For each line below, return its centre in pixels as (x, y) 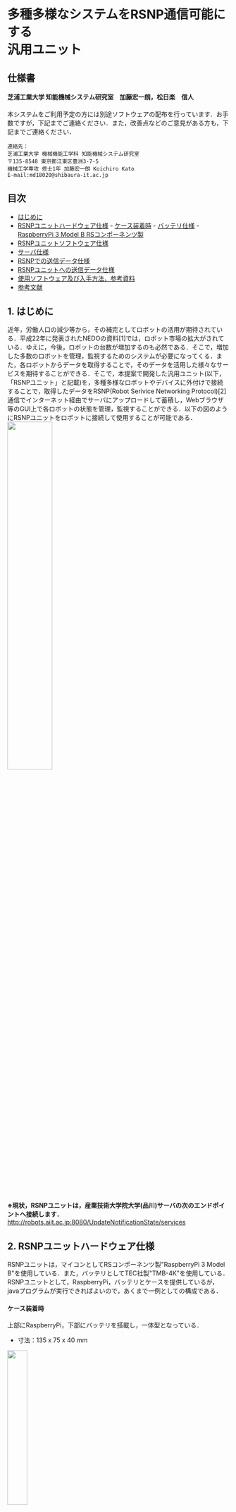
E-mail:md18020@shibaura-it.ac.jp (58, 175)
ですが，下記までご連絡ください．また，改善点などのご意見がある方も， (118, 123)
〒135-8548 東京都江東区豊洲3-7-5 (53, 161)
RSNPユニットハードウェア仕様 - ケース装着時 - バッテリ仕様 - (108, 225)
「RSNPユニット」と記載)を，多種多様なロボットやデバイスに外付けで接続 (116, 383)
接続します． (44, 1214)
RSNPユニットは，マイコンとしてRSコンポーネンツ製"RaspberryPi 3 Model (116, 1265)
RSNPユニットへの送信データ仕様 (66, 269)
